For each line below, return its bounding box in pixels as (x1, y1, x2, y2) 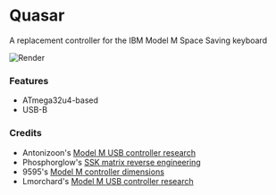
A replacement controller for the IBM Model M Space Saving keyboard (9, 35, 268, 46)
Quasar (9, 5, 65, 26)
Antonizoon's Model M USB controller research (21, 147, 197, 157)
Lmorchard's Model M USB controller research (21, 175, 194, 186)
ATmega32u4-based (21, 95, 99, 106)
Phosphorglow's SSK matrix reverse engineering (21, 157, 201, 167)
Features (9, 74, 49, 87)
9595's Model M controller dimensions (21, 166, 165, 177)
